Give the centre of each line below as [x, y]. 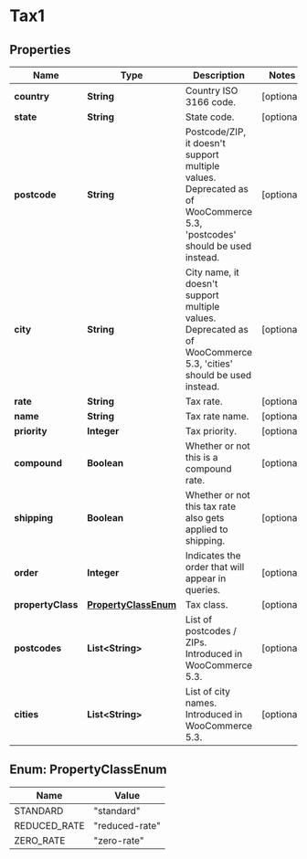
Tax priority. [211, 431]
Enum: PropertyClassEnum [88, 770]
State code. [210, 117]
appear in [206, 578]
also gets [205, 518]
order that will [215, 567]
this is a [201, 457]
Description [219, 75]
